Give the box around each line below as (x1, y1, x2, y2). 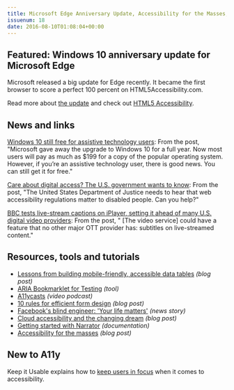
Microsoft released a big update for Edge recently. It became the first (7, 78, 205, 87)
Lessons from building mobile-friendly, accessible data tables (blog (17, 269, 211, 278)
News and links (7, 119, 75, 131)
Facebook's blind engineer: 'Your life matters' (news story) (17, 307, 186, 315)
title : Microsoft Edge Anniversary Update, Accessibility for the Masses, (7, 10, 229, 17)
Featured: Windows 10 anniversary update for (7, 49, 211, 60)
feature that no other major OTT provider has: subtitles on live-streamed (7, 224, 214, 231)
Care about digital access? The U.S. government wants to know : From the (7, 181, 219, 188)
